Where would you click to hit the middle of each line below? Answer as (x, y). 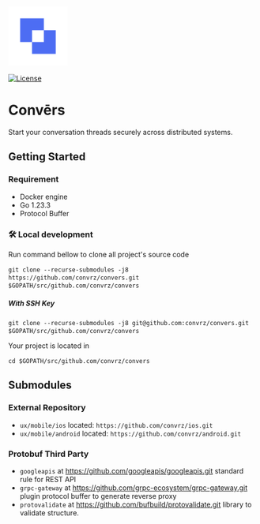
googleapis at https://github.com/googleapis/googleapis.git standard (132, 470)
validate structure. (49, 513)
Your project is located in (49, 346)
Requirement (34, 179)
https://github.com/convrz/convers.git (74, 278)
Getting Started (47, 157)
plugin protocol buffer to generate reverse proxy (98, 496)
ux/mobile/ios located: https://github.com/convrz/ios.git (116, 425)
